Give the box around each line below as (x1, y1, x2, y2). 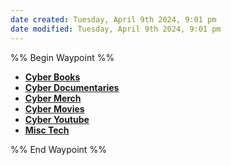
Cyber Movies (24, 102, 85, 115)
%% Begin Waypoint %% (10, 51, 115, 63)
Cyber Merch (24, 92, 82, 104)
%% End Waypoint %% (10, 143, 107, 155)
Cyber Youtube (24, 113, 90, 125)
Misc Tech (24, 124, 70, 136)
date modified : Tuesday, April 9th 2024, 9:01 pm (10, 24, 222, 34)
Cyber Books (24, 71, 81, 83)
